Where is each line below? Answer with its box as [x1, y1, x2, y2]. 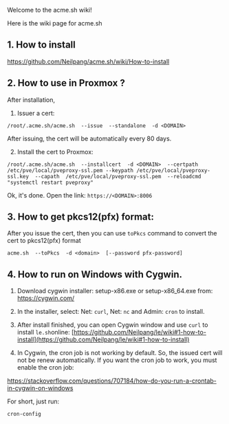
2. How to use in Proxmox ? [7, 77, 125, 89]
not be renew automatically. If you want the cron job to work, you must [17, 356, 217, 364]
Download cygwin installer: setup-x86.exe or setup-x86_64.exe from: [17, 287, 213, 295]
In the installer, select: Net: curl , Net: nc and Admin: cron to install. [17, 308, 205, 316]
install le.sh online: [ [17, 328, 74, 337]
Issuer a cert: [17, 109, 55, 117]
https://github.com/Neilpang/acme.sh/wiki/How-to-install [7, 57, 170, 65]
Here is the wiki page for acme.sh [7, 19, 102, 27]
